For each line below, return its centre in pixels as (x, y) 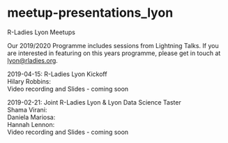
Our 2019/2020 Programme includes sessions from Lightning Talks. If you (113, 45)
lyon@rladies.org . (32, 60)
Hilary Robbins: (29, 81)
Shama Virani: (27, 110)
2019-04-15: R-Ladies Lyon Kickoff (57, 74)
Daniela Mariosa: (31, 117)
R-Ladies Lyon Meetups (41, 32)
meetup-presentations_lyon (90, 13)
